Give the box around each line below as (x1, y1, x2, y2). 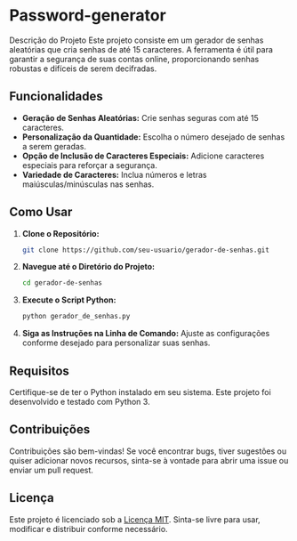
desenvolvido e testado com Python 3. (9, 397, 150, 407)
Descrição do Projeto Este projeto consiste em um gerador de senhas (9, 35, 264, 45)
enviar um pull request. (9, 464, 93, 475)
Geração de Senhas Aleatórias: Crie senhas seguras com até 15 (21, 112, 260, 123)
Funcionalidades (9, 89, 104, 104)
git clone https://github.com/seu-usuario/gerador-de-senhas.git (21, 246, 269, 254)
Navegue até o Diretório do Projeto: (21, 262, 156, 272)
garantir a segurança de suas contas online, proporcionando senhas (9, 53, 260, 64)
